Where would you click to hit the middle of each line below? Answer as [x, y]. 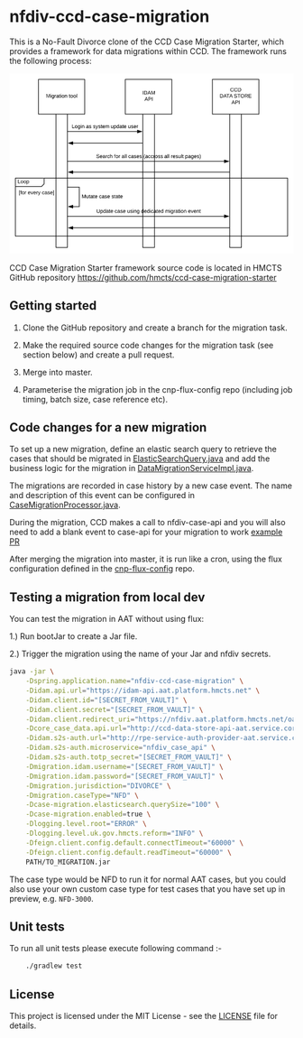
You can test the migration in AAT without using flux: [107, 619]
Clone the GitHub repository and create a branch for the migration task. [155, 328]
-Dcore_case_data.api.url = [76, 728]
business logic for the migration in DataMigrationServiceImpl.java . [132, 468]
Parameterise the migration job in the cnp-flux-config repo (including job [157, 389]
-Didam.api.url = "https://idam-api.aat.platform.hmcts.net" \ [142, 690]
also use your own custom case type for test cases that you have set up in [147, 889]
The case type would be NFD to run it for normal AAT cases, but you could [148, 879]
